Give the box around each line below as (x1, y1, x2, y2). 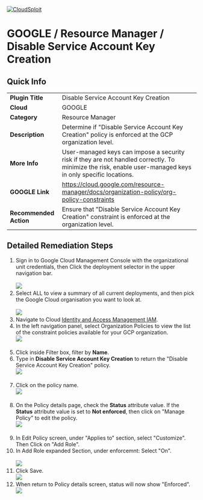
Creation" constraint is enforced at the (61, 213, 170, 221)
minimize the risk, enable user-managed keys (61, 163, 192, 171)
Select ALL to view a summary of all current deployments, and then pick (15, 290, 195, 297)
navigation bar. (15, 269, 53, 277)
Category (10, 113, 38, 121)
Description (10, 130, 45, 139)
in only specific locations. (61, 171, 134, 179)
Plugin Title (10, 93, 44, 102)
